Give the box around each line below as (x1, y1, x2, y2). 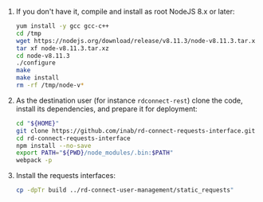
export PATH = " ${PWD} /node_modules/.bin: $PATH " (15, 149, 174, 157)
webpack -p (15, 157, 53, 165)
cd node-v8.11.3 (15, 52, 70, 60)
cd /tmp (15, 29, 41, 37)
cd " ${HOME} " (15, 119, 60, 127)
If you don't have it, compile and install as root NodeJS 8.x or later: (15, 7, 235, 16)
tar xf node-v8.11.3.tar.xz (15, 44, 109, 52)
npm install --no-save (15, 142, 92, 150)
